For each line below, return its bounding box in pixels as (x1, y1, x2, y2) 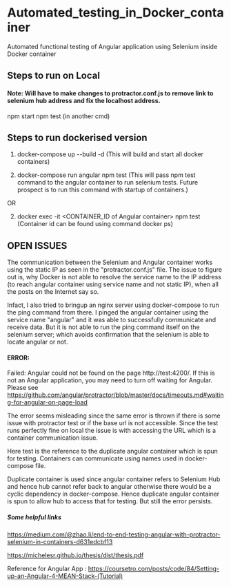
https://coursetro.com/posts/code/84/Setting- (88, 565, 219, 573)
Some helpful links (7, 513, 62, 521)
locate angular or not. (7, 337, 68, 346)
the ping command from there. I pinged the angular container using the (7, 308, 209, 317)
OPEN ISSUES (7, 240, 68, 252)
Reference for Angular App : (7, 565, 87, 573)
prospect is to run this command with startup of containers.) (17, 185, 188, 194)
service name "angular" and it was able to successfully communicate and (7, 316, 217, 324)
